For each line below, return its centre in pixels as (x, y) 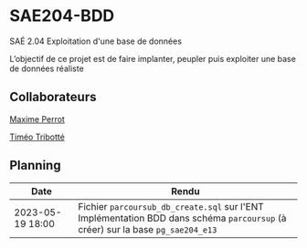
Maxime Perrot (37, 119)
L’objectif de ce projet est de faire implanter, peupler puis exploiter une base (153, 58)
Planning (35, 165)
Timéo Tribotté (37, 137)
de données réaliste (47, 68)
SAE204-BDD (62, 16)
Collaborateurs (53, 97)
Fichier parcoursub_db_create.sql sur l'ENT (171, 206)
